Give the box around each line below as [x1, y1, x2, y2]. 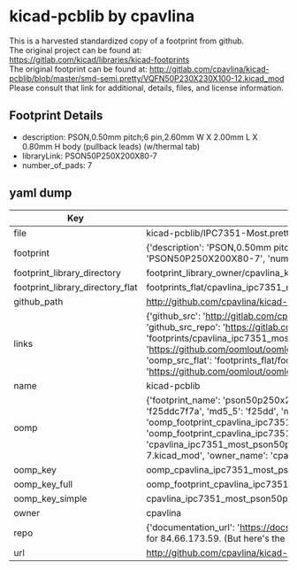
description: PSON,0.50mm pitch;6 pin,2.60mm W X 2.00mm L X [21, 131, 258, 142]
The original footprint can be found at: [9, 64, 148, 74]
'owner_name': [207, 449, 269, 461]
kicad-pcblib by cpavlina [9, 6, 195, 27]
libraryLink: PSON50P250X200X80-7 [21, 150, 157, 161]
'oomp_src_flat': [145, 354, 212, 366]
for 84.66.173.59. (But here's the [145, 532, 286, 544]
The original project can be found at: [9, 44, 142, 55]
